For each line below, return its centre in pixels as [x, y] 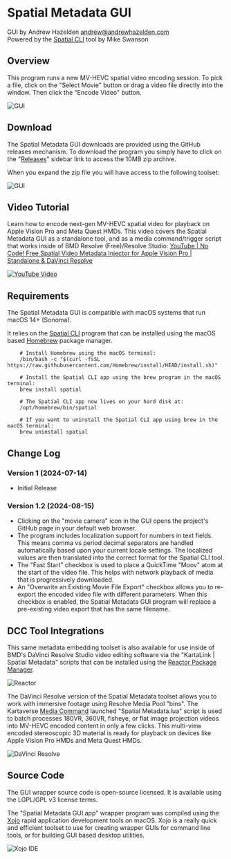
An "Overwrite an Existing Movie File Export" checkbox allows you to [115, 587]
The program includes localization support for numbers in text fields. [115, 536]
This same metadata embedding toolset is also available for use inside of [111, 647]
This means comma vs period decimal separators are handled [105, 543]
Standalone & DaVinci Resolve [50, 261]
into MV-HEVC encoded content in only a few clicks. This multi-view [104, 726]
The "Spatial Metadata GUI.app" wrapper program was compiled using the [113, 813]
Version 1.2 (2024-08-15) [51, 506]
